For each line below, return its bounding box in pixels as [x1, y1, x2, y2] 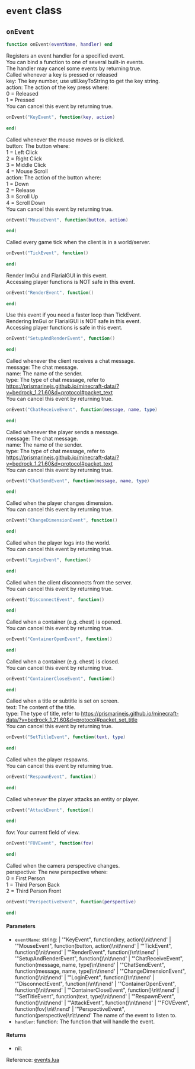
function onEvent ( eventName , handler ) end [6, 42, 113, 48]
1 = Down [6, 180, 29, 187]
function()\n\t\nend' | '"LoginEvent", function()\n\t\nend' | [14, 973, 155, 981]
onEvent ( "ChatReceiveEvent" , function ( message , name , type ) [6, 407, 158, 413]
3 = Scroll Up [6, 192, 39, 200]
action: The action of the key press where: [6, 84, 110, 91]
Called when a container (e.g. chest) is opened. [6, 618, 122, 625]
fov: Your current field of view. [6, 829, 80, 836]
